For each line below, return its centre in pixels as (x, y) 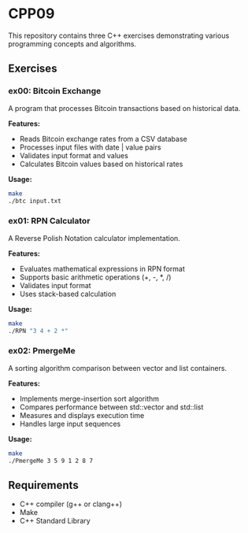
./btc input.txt (35, 201)
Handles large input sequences (70, 424)
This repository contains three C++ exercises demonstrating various (119, 35)
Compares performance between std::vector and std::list (111, 407)
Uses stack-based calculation (68, 294)
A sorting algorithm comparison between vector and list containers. (117, 368)
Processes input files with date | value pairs (90, 147)
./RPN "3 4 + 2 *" (38, 331)
